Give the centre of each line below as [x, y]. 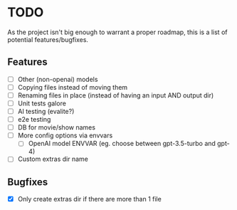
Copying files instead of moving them [73, 87]
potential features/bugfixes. [48, 39]
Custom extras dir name [53, 159]
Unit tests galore [42, 103]
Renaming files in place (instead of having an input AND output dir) [116, 95]
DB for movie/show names [57, 127]
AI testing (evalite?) [46, 111]
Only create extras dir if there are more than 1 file [89, 199]
